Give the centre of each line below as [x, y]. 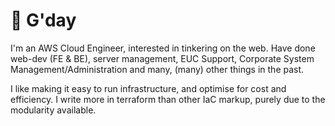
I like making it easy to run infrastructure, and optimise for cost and [148, 88]
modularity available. [53, 110]
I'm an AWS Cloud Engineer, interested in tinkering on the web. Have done [163, 48]
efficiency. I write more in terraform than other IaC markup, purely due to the [168, 99]
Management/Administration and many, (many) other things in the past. [157, 69]
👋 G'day [43, 20]
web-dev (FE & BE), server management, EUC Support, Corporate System [162, 58]
